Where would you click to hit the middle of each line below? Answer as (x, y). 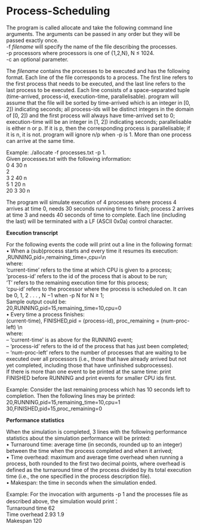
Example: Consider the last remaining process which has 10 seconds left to (99, 389)
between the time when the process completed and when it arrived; (90, 450)
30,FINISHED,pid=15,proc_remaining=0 (54, 409)
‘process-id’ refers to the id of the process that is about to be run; (87, 276)
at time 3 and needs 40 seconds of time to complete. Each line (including (96, 215)
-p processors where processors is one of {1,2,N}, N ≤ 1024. (80, 53)
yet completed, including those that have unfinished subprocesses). (90, 365)
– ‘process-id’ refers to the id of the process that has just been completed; (98, 346)
